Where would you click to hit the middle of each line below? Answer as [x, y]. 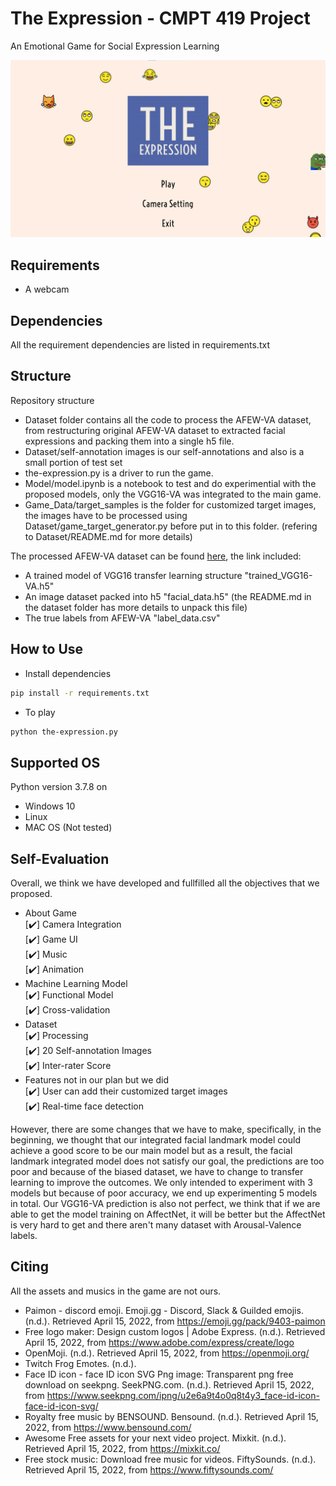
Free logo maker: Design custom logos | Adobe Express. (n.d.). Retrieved [175, 1331]
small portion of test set [73, 462]
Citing [29, 1267]
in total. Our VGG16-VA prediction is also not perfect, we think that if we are [165, 1204]
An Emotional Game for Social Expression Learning [115, 46]
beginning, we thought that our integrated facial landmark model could [155, 1140]
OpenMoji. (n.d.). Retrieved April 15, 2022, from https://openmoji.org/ [167, 1353]
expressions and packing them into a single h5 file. [129, 441]
